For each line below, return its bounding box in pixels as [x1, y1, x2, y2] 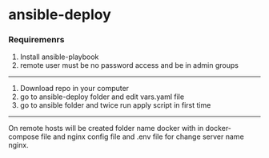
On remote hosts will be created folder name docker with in [8, 124, 204, 133]
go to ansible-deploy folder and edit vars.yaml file [19, 92, 185, 101]
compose [8, 132, 40, 141]
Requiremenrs [8, 34, 65, 45]
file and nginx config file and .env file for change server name [41, 132, 244, 141]
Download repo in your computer [19, 84, 130, 93]
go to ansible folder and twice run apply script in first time [19, 101, 211, 110]
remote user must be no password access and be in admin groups [19, 61, 239, 70]
